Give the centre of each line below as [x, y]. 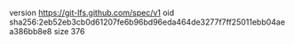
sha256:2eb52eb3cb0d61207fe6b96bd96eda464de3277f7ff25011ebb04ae [147, 22]
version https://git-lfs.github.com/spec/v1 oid [92, 13]
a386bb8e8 [31, 31]
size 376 [69, 31]
